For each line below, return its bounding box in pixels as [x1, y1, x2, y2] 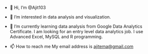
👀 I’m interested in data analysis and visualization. [9, 14, 111, 19]
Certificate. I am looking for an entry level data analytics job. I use [9, 29, 144, 34]
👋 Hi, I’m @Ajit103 [9, 5, 46, 10]
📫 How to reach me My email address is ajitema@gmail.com [9, 44, 134, 49]
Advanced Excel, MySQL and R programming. [9, 34, 103, 39]
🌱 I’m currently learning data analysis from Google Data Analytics [9, 23, 143, 29]
